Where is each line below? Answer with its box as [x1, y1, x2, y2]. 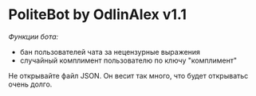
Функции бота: [8, 32, 59, 41]
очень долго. [8, 79, 53, 89]
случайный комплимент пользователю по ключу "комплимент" [19, 56, 238, 65]
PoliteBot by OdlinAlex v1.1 [8, 6, 187, 24]
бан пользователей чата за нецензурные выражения [19, 47, 201, 56]
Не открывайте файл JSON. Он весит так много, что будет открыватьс [8, 71, 249, 80]
